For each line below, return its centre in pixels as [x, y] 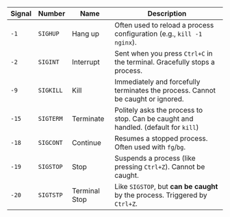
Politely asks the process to [158, 110]
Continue [86, 142]
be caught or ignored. [149, 99]
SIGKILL [50, 90]
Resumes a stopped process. [161, 138]
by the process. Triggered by [161, 195]
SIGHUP [49, 34]
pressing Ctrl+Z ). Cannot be [159, 167]
